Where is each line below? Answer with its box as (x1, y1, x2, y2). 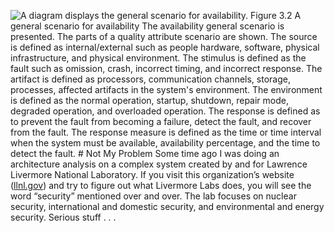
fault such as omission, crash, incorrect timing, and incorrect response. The (10, 63, 323, 74)
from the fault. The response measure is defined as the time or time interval (10, 126, 322, 138)
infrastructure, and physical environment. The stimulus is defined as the (10, 52, 307, 64)
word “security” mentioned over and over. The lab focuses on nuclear (10, 190, 297, 202)
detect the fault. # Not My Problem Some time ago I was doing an (10, 148, 280, 159)
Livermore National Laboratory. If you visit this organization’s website (10, 169, 295, 180)
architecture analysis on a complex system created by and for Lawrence (10, 158, 308, 170)
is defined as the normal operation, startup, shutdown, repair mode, (10, 95, 289, 106)
